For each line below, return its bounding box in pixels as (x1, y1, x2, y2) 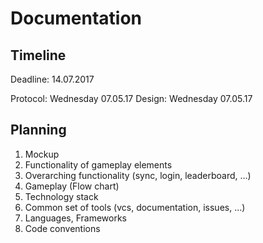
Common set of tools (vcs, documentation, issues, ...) (24, 201, 246, 213)
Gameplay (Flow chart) (24, 180, 120, 192)
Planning (10, 122, 67, 139)
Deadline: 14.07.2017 (10, 73, 95, 85)
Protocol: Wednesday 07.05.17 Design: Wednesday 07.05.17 (10, 93, 253, 104)
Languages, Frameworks (24, 212, 127, 224)
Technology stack (24, 190, 99, 202)
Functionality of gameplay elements (24, 158, 173, 171)
